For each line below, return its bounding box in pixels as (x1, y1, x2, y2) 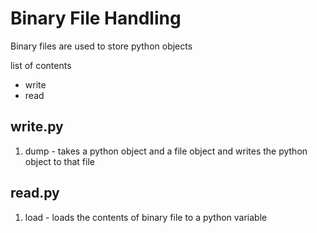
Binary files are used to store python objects (10, 40, 193, 52)
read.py (10, 185, 60, 202)
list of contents (10, 59, 72, 71)
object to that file (24, 155, 95, 167)
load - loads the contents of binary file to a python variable (24, 211, 268, 223)
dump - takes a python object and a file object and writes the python (24, 145, 308, 157)
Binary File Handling (10, 7, 182, 30)
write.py (10, 118, 64, 136)
